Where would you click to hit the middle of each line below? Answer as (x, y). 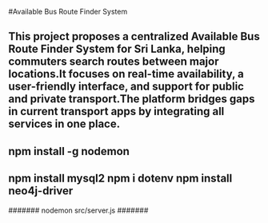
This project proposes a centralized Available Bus (134, 36)
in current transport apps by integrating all (116, 111)
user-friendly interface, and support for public (126, 87)
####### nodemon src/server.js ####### (78, 210)
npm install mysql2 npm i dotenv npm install (120, 179)
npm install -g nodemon (69, 151)
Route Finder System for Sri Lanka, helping (117, 49)
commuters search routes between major (114, 62)
